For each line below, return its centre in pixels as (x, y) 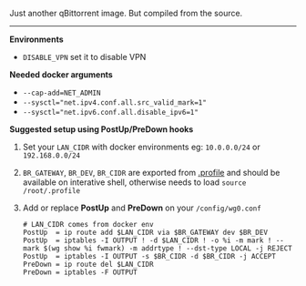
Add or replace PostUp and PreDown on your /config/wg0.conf (142, 208)
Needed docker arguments (61, 75)
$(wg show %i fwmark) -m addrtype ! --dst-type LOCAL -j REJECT (168, 249)
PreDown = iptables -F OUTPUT (80, 272)
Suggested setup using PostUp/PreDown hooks (102, 129)
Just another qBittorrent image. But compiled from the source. (126, 13)
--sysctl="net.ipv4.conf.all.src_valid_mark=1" (114, 103)
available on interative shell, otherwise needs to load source (134, 182)
